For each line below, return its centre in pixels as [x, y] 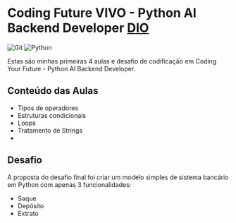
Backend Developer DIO [78, 28]
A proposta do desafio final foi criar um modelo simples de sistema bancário [118, 177]
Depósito [31, 205]
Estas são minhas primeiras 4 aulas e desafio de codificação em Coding [112, 61]
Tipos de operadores [48, 108]
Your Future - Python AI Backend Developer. [72, 68]
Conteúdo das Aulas [53, 91]
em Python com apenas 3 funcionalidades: [69, 184]
